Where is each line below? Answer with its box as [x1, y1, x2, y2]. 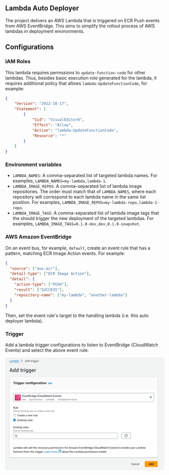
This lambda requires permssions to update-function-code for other [5, 69, 146, 75]
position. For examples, [12, 199, 62, 205]
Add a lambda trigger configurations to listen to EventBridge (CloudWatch [5, 342, 158, 348]
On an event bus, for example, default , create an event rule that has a [5, 245, 150, 251]
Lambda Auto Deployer [5, 4, 79, 13]
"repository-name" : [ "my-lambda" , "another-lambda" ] [14, 292, 128, 297]
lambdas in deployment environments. [5, 28, 85, 34]
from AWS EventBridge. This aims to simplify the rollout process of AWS [5, 23, 155, 29]
